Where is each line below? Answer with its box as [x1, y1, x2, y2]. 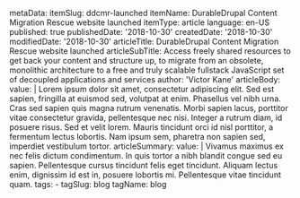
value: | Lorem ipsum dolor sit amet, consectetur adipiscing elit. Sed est [9, 84, 275, 94]
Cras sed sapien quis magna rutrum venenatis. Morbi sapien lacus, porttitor [9, 103, 289, 113]
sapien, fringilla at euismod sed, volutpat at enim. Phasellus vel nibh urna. [9, 93, 281, 104]
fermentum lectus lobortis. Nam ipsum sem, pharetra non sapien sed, [9, 132, 266, 142]
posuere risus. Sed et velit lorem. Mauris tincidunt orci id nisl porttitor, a [9, 122, 274, 133]
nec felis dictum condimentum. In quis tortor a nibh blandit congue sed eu [9, 151, 283, 160]
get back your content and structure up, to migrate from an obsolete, [9, 56, 264, 65]
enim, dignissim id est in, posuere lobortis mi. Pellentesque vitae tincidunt [9, 169, 281, 180]
